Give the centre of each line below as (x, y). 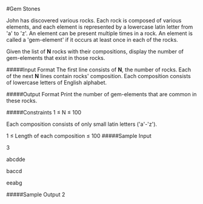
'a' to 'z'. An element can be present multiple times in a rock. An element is (99, 33)
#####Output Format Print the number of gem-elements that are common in (101, 94)
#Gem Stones (23, 9)
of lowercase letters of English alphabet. (57, 82)
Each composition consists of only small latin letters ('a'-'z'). (82, 124)
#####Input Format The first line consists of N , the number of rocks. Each (99, 70)
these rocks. (22, 100)
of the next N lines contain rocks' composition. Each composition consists (98, 76)
